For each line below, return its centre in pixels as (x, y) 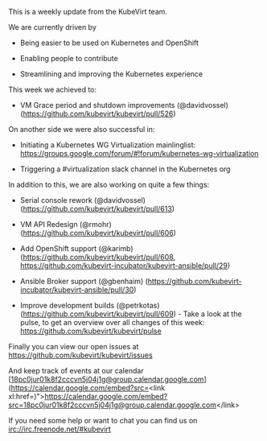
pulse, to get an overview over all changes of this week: (112, 322)
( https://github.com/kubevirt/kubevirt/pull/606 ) (98, 233)
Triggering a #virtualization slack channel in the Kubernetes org (125, 169)
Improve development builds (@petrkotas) (90, 305)
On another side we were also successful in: (82, 129)
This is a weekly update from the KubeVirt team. (88, 12)
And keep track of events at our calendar (76, 371)
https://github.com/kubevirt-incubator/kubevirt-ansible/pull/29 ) (125, 266)
